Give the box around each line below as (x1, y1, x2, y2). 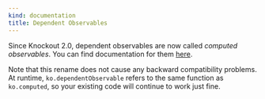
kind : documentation (8, 11, 77, 20)
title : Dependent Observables (8, 19, 108, 27)
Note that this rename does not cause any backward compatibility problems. (8, 64, 257, 74)
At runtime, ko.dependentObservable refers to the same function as (8, 73, 224, 82)
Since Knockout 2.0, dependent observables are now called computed (8, 40, 238, 50)
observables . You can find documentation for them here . (8, 49, 193, 59)
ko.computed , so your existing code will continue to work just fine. (8, 81, 221, 91)
